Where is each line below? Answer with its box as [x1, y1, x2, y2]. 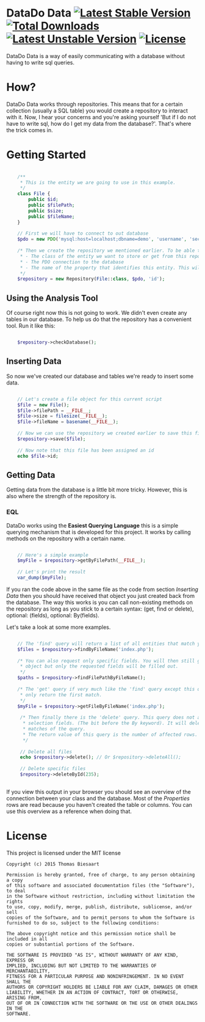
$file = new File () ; [17, 402, 70, 408]
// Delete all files [20, 749, 72, 755]
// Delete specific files [20, 766, 86, 772]
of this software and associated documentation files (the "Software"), [6, 882, 195, 889]
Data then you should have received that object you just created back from [6, 592, 195, 599]
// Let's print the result [17, 569, 86, 575]
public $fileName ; [28, 213, 75, 219]
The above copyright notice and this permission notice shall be [6, 930, 176, 936]
